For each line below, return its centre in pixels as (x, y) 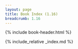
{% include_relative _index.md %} (39, 42)
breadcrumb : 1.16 (23, 18)
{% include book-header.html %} (39, 33)
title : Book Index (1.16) (31, 14)
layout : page (18, 9)
